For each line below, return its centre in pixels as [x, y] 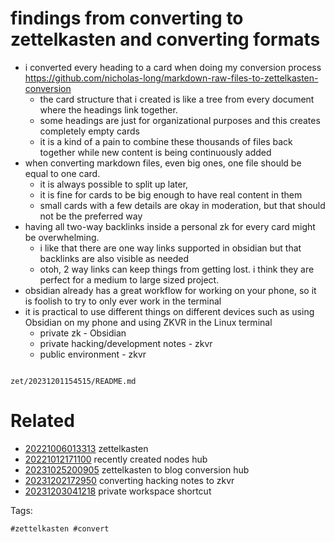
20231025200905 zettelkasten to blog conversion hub [137, 469]
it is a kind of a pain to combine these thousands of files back [166, 141]
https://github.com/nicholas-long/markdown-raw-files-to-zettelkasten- [171, 78]
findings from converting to [127, 18]
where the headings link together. [108, 109]
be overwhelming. [62, 237]
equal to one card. [62, 173]
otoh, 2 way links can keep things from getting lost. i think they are [177, 269]
